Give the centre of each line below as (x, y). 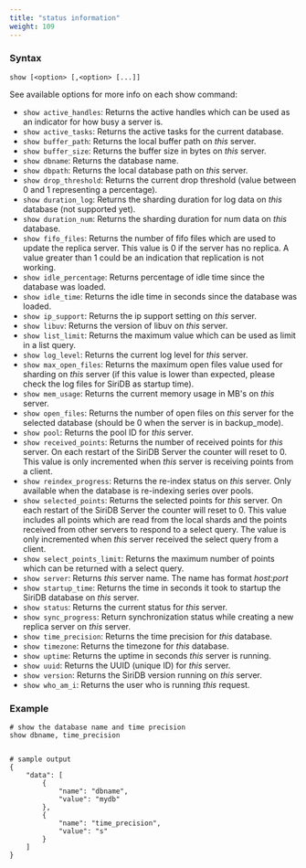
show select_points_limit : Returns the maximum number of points (149, 558)
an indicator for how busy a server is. (93, 122)
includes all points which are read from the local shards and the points (155, 519)
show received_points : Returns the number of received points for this (153, 442)
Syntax (26, 58)
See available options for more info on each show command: (123, 94)
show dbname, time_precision (65, 736)
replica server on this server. (76, 626)
